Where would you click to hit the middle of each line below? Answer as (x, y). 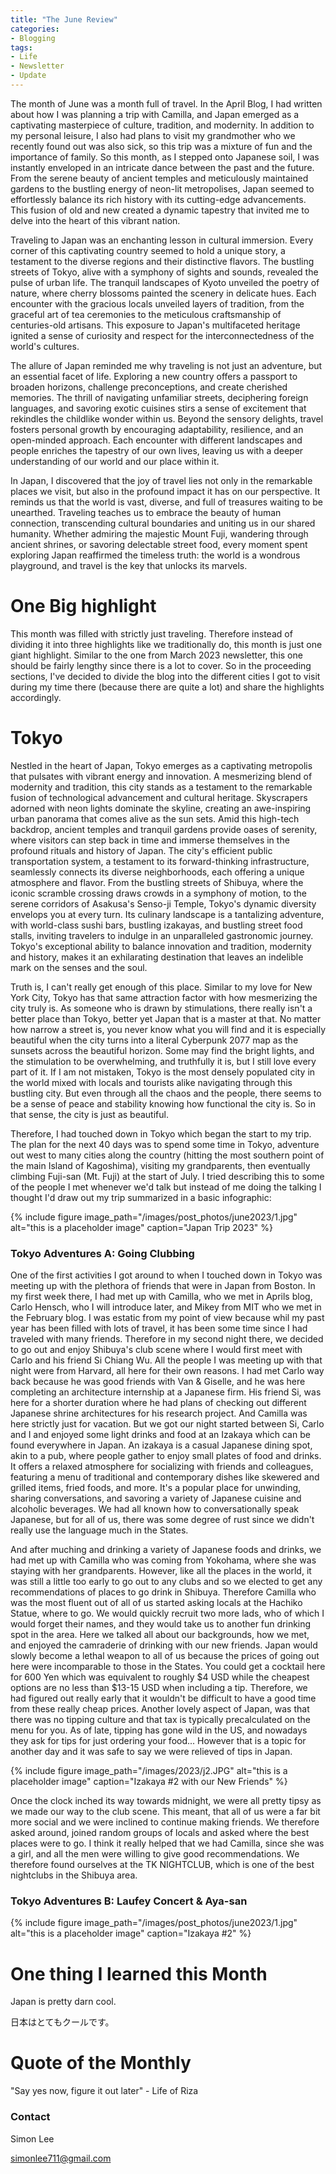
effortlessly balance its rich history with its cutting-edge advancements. (158, 199)
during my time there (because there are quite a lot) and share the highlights (167, 687)
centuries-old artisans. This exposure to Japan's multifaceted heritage (155, 325)
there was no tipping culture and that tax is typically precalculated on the (161, 1720)
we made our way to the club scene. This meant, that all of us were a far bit (165, 1812)
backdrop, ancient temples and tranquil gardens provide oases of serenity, (164, 829)
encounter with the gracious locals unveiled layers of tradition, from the (157, 303)
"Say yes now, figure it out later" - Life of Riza (104, 2091)
